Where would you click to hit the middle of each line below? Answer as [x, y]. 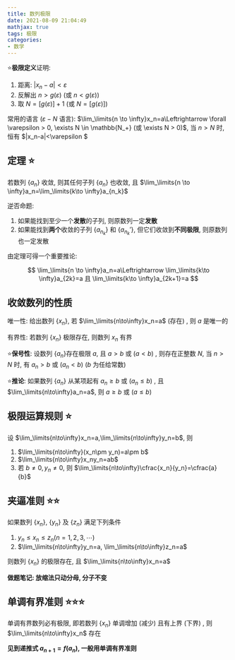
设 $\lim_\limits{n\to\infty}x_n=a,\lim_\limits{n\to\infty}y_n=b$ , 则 [100, 438]
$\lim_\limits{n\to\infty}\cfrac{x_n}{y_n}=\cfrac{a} [145, 467]
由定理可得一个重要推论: [42, 256]
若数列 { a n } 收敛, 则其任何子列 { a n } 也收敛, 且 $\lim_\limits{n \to [99, 183]
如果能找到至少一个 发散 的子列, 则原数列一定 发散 [87, 221]
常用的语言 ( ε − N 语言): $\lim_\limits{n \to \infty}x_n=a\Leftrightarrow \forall [117, 119]
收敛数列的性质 [40, 302]
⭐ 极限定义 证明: [29, 67]
